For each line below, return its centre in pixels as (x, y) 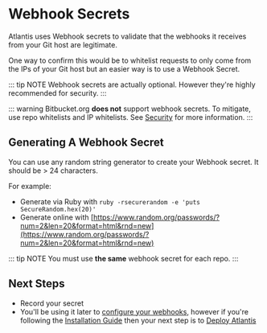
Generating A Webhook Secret (86, 143)
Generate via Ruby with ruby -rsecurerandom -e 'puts (110, 201)
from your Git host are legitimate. (63, 44)
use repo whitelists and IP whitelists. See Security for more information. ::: (131, 117)
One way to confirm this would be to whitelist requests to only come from (130, 60)
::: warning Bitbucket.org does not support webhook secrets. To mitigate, (130, 109)
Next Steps (37, 284)
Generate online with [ (57, 217)
